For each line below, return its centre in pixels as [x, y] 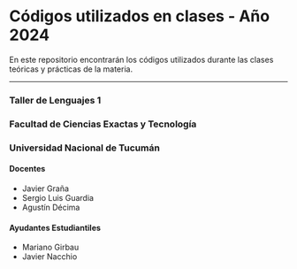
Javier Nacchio [49, 257]
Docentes [27, 169]
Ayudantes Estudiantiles [55, 227]
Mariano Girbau [50, 247]
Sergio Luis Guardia [58, 197]
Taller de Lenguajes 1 [55, 100]
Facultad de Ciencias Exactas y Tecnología [103, 124]
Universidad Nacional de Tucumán [85, 148]
